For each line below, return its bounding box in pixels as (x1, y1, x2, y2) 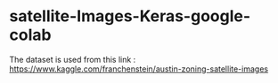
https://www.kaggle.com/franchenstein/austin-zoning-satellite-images (9, 64, 269, 74)
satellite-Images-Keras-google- (9, 6, 251, 26)
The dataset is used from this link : (9, 54, 136, 64)
